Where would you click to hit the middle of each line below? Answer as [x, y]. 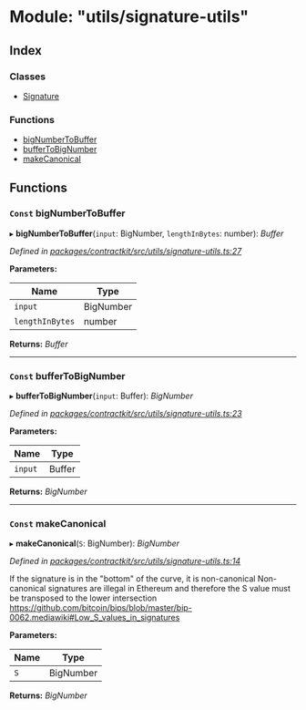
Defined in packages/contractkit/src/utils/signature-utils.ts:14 [125, 561]
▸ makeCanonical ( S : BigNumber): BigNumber [95, 543]
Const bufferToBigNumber [67, 376]
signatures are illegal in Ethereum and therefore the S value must [169, 589]
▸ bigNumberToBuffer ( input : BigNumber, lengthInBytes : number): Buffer [147, 233]
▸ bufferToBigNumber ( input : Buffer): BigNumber [102, 396]
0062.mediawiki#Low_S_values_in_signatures [95, 618]
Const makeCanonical [58, 524]
